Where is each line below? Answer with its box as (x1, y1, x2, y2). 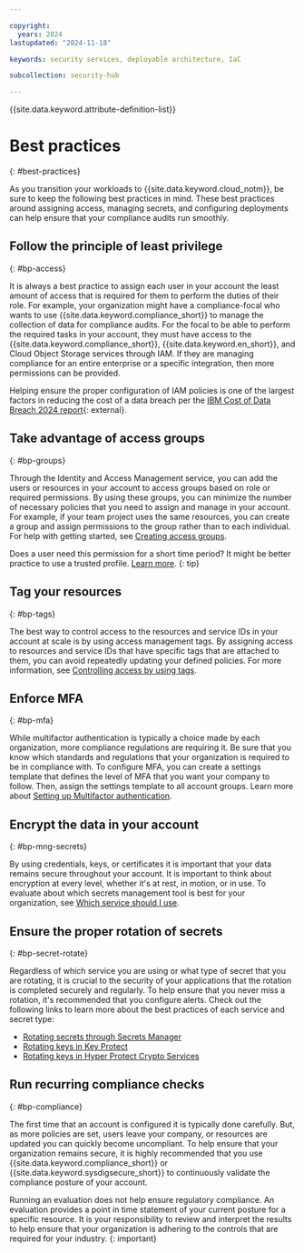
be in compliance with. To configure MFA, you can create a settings (9, 761, 261, 773)
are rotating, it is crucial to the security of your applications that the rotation (9, 975, 292, 986)
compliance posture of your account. (9, 1177, 148, 1188)
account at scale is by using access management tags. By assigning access (9, 636, 293, 647)
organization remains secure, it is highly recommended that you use (9, 1148, 263, 1158)
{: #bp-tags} (9, 608, 56, 619)
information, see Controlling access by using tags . (9, 665, 197, 676)
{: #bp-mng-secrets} (9, 841, 88, 852)
